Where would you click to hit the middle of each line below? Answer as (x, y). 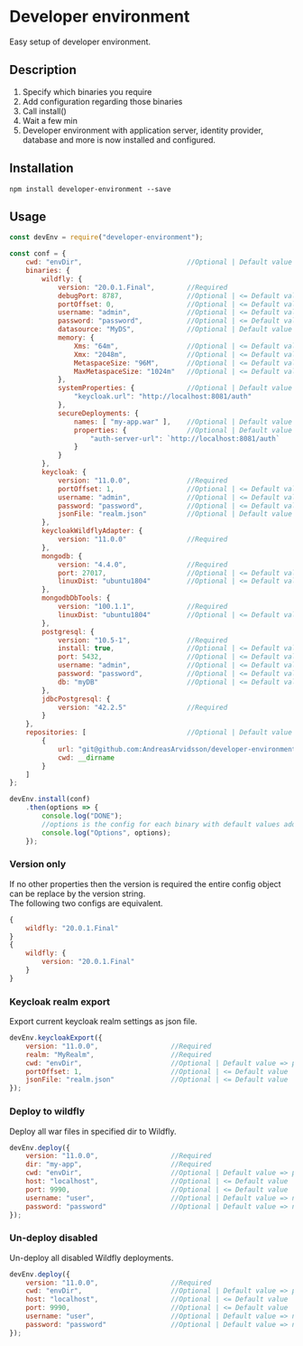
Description (43, 70)
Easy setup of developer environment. (80, 42)
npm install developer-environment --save (90, 189)
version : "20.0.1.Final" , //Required (142, 287)
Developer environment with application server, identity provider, (143, 130)
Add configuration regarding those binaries (102, 101)
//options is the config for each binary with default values (161, 824)
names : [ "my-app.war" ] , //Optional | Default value (183, 422)
